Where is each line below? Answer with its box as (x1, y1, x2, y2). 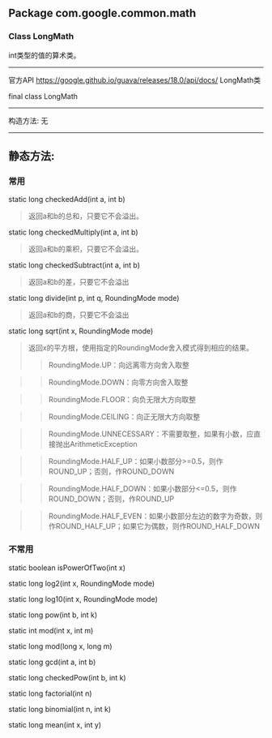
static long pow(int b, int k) (8, 610, 98, 620)
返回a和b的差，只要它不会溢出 (28, 277, 130, 287)
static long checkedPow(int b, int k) (8, 672, 127, 682)
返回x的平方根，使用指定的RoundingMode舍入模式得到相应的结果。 (28, 343, 253, 353)
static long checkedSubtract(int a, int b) (8, 260, 140, 270)
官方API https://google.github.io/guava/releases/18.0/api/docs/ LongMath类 (8, 75, 261, 84)
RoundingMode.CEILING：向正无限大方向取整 (48, 412, 201, 422)
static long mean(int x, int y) (8, 719, 102, 729)
